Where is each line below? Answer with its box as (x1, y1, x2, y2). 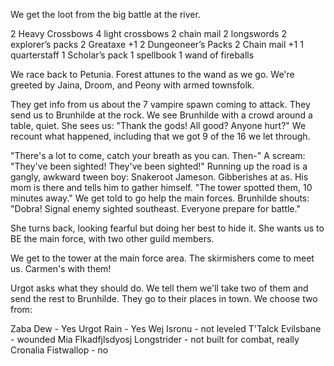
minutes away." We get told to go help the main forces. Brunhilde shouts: (10, 192, 310, 204)
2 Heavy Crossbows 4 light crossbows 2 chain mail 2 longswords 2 (10, 28, 287, 39)
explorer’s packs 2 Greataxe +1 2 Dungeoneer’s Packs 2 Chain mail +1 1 (10, 39, 304, 50)
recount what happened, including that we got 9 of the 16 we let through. (10, 130, 311, 142)
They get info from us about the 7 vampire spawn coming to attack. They (10, 99, 311, 110)
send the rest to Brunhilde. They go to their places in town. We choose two (10, 293, 318, 304)
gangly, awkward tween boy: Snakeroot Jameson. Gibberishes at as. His (10, 171, 309, 183)
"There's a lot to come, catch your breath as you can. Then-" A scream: (10, 150, 306, 161)
